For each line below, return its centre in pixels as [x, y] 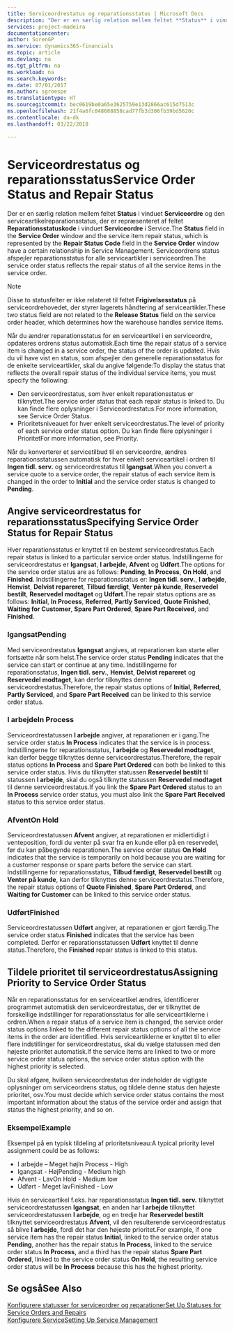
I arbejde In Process [41, 720]
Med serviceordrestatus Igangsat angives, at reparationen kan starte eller [113, 649]
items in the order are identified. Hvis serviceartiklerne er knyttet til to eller [114, 1037]
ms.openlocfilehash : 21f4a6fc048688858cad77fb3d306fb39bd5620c [101, 111]
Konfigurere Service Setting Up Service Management [83, 1320]
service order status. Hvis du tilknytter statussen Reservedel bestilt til [108, 772]
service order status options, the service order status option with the [106, 1059]
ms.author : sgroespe [37, 91]
